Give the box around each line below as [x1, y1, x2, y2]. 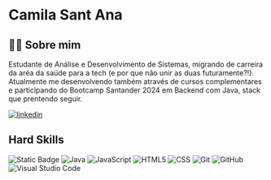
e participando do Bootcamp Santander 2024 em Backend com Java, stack [8, 85, 260, 95]
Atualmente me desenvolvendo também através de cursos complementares [8, 77, 262, 86]
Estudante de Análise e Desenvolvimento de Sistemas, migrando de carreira [8, 59, 263, 69]
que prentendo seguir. [8, 94, 83, 103]
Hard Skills [8, 133, 64, 147]
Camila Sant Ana [8, 6, 124, 24]
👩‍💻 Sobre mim [8, 38, 81, 52]
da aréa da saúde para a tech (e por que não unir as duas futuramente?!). [8, 68, 255, 78]
